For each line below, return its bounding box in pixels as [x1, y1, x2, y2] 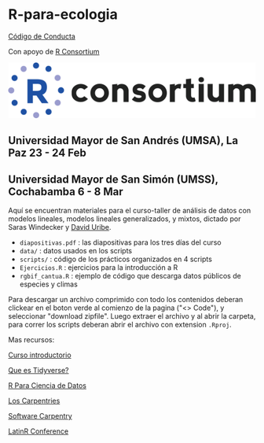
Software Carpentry [8, 412, 72, 421]
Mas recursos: [8, 335, 55, 345]
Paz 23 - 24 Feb [8, 146, 86, 159]
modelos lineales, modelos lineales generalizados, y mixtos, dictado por [8, 214, 241, 223]
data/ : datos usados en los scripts [19, 246, 132, 256]
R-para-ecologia [8, 6, 118, 24]
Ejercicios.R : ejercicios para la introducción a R [19, 263, 178, 272]
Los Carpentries [8, 396, 60, 406]
